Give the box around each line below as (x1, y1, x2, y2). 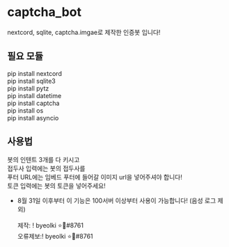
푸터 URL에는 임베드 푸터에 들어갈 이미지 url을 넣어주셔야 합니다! (7, 173, 183, 181)
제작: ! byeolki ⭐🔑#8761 (17, 221, 84, 230)
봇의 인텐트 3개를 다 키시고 (7, 155, 80, 164)
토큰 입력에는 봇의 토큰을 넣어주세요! (7, 182, 106, 190)
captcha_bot (7, 4, 82, 20)
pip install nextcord (7, 69, 63, 77)
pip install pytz (7, 84, 49, 93)
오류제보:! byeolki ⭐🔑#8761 (17, 232, 93, 240)
